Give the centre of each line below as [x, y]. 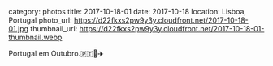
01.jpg [19, 29]
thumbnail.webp [35, 37]
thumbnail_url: [54, 29]
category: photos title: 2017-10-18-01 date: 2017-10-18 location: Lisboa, [127, 12]
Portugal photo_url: [41, 20]
